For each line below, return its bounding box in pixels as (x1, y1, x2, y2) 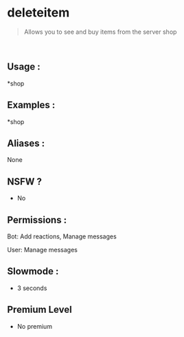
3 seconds (16, 284, 47, 292)
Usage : (7, 61, 41, 73)
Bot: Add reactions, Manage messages (7, 232, 117, 241)
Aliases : (7, 137, 45, 149)
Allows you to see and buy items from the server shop (23, 28, 177, 36)
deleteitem (7, 5, 70, 21)
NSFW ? (7, 176, 43, 187)
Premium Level (7, 304, 72, 316)
